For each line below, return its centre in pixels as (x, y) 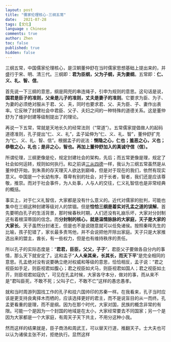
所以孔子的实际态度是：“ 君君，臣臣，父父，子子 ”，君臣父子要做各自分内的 (83, 249)
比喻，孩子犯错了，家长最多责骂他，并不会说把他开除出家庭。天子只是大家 (83, 232)
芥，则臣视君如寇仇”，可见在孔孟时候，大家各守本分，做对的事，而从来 (80, 274)
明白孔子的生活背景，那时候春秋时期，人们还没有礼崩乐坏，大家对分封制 (90, 213)
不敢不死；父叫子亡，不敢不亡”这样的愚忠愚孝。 (84, 281)
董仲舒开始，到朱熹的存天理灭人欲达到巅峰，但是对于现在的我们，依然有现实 (85, 170)
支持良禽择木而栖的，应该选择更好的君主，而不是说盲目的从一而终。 (90, 298)
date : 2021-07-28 (26, 19)
